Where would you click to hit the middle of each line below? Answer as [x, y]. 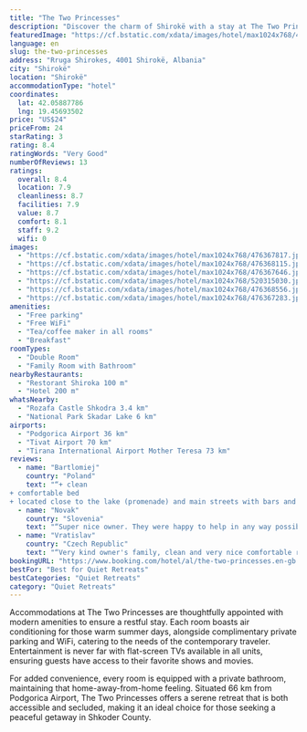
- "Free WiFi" [44, 324]
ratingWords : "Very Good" [58, 153]
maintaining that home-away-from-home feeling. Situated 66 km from [141, 688]
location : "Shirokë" [49, 78]
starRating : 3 [37, 137]
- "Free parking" [51, 315]
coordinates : [34, 94]
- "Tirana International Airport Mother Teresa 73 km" [124, 451]
